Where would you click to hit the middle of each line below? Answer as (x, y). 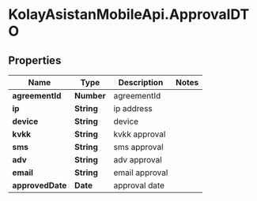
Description (141, 82)
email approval (141, 173)
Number (90, 96)
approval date (139, 185)
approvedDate (40, 185)
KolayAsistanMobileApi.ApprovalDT (129, 15)
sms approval (138, 147)
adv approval (138, 160)
